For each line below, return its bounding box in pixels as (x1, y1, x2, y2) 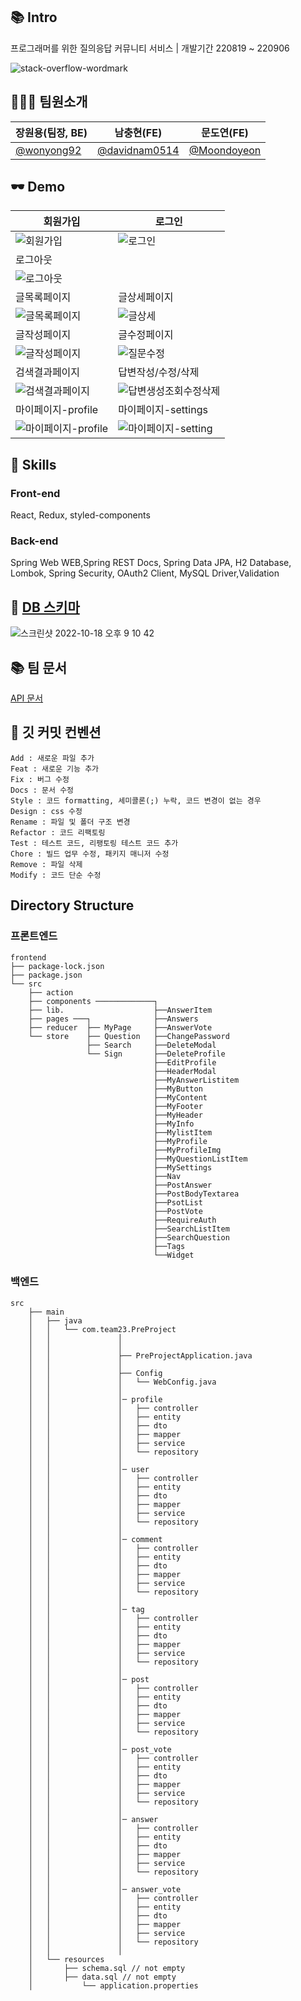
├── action (28, 987, 74, 998)
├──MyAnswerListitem (153, 1075, 240, 1085)
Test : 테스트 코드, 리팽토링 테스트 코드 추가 (10, 838, 179, 848)
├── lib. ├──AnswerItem (28, 1005, 213, 1015)
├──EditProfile (153, 1057, 217, 1068)
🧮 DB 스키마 (10, 599, 80, 616)
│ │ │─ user (28, 1464, 150, 1474)
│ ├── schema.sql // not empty (28, 1963, 186, 1973)
